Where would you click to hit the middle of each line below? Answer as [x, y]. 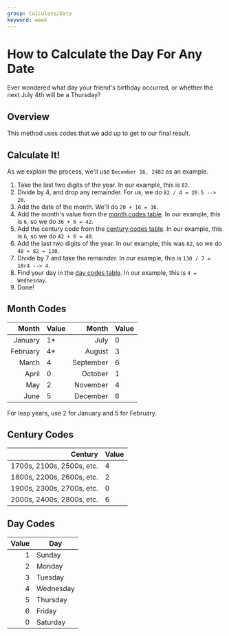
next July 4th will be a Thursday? [54, 95]
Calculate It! [34, 155]
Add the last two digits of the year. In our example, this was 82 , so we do [119, 244]
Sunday [49, 555]
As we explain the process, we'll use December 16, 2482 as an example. [108, 172]
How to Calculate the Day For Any [105, 54]
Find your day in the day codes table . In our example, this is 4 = [107, 273]
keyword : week [28, 20]
